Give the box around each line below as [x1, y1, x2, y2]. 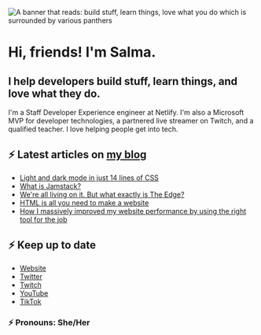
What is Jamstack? [19, 181, 81, 190]
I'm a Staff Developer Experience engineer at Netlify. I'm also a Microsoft [8, 108, 244, 117]
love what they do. [8, 87, 101, 100]
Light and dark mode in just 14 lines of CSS [19, 173, 160, 182]
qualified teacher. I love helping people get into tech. [8, 124, 178, 134]
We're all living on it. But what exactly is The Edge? [19, 190, 185, 199]
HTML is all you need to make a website [19, 197, 149, 208]
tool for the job [19, 215, 68, 224]
